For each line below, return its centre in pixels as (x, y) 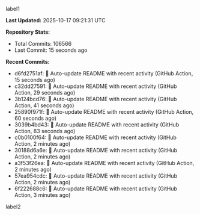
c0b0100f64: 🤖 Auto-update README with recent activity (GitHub (95, 137)
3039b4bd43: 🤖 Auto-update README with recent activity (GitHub (97, 125)
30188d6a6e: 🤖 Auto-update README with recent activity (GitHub (96, 150)
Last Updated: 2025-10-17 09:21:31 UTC (56, 20)
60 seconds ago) (35, 118)
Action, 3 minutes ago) (42, 195)
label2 (13, 207)
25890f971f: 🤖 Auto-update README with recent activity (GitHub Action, (104, 112)
